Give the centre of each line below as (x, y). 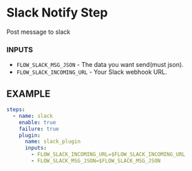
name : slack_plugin (52, 142)
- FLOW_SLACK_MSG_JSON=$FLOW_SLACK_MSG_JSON (96, 161)
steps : (16, 110)
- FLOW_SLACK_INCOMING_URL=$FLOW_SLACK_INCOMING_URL (108, 154)
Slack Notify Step (57, 13)
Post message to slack (39, 32)
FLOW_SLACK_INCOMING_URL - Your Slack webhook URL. (92, 72)
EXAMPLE (29, 93)
